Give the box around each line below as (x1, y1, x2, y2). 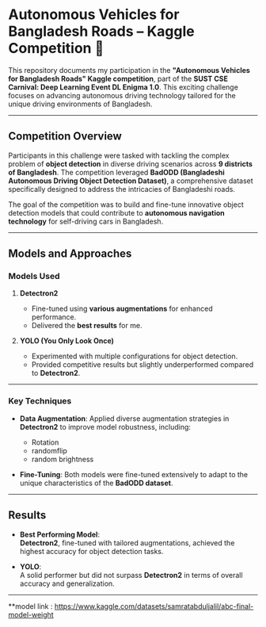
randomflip (31, 445, 67, 455)
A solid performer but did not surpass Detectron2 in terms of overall (19, 570, 243, 579)
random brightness (31, 454, 94, 464)
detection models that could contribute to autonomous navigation (8, 208, 225, 217)
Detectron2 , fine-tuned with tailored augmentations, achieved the (19, 537, 235, 548)
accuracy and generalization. (19, 579, 115, 588)
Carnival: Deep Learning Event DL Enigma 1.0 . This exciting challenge (8, 82, 239, 92)
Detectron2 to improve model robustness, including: (19, 422, 192, 431)
